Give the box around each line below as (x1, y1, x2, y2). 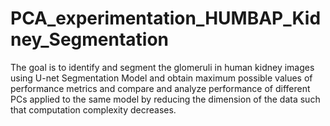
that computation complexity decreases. (10, 103, 177, 116)
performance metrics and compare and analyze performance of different (10, 82, 311, 94)
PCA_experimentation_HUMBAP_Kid (10, 7, 322, 30)
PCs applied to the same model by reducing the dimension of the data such (10, 93, 321, 105)
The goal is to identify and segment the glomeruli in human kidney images (10, 61, 315, 73)
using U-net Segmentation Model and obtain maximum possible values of (10, 72, 313, 84)
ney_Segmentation (10, 28, 170, 51)
